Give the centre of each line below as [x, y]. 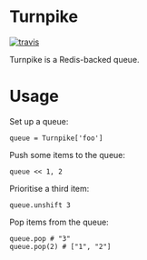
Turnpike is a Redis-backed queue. [74, 59]
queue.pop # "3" [40, 238]
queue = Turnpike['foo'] [56, 138]
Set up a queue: [39, 121]
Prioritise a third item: [49, 188]
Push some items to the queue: [67, 155]
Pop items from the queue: [59, 222]
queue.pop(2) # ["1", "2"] [60, 246]
